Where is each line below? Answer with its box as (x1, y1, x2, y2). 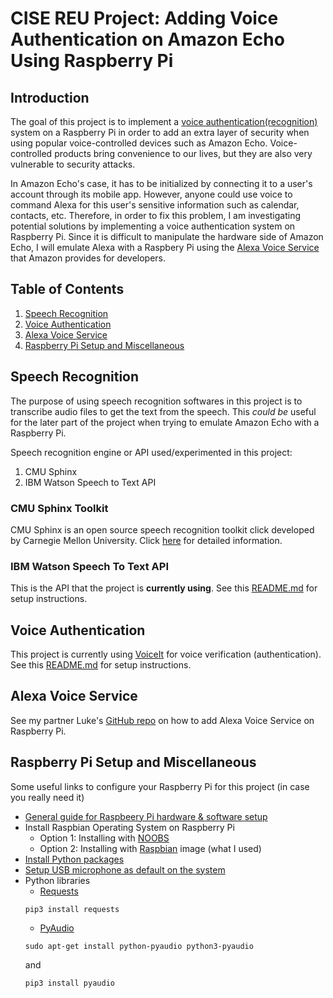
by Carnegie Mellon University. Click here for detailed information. (10, 534, 283, 546)
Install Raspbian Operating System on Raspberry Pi (24, 821, 235, 833)
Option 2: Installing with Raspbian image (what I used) (39, 842, 262, 854)
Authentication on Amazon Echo (10, 28, 285, 51)
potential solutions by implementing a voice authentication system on (10, 220, 296, 232)
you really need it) (10, 791, 85, 803)
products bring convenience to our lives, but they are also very (54, 148, 313, 159)
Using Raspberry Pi (10, 50, 174, 72)
